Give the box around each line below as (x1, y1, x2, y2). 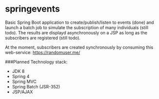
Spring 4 (12, 73, 30, 79)
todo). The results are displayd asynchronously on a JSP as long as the (5, 30, 147, 35)
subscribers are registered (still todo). (5, 35, 81, 41)
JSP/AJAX (12, 89, 33, 95)
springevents (5, 3, 60, 15)
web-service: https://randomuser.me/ (5, 49, 80, 55)
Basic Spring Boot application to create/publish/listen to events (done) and (5, 19, 154, 25)
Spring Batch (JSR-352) (12, 83, 60, 89)
